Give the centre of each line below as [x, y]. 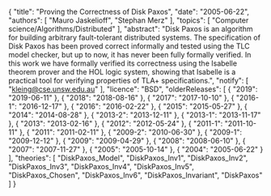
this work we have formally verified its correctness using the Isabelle [123, 63]
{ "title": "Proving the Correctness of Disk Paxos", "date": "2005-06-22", [129, 12]
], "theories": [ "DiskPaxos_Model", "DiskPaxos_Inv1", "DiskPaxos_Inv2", [128, 158]
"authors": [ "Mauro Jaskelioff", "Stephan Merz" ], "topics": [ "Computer [129, 20]
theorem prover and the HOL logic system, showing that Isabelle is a [122, 72]
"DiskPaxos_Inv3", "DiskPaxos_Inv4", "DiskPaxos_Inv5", [101, 166]
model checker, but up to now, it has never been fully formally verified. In [130, 55]
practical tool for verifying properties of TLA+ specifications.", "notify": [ [129, 81]
